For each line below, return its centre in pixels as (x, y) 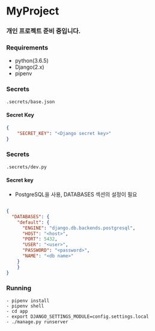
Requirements (27, 48)
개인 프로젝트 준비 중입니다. (44, 31)
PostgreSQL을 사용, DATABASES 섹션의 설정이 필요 (76, 195)
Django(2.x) (29, 67)
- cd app (17, 311)
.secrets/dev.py (26, 167)
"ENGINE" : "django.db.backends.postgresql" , (79, 228)
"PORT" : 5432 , (40, 239)
